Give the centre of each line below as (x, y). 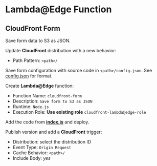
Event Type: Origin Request (42, 147)
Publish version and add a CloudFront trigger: (54, 132)
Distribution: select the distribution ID (52, 142)
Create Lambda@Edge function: (40, 86)
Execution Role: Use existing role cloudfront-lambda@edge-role (79, 112)
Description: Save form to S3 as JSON (53, 101)
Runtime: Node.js (31, 107)
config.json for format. (29, 76)
